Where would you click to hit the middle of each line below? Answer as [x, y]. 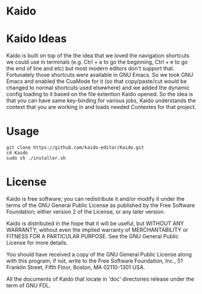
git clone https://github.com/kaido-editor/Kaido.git [75, 148]
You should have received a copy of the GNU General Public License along [99, 254]
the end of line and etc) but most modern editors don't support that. [90, 68]
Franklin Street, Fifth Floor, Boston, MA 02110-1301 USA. [76, 267]
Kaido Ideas [36, 39]
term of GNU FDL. [29, 285]
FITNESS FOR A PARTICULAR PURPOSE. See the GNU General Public [93, 236]
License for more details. [37, 243]
